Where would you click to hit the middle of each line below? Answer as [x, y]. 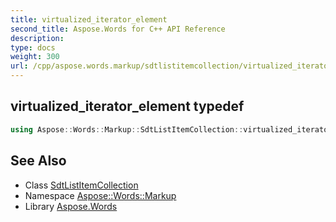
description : [37, 38]
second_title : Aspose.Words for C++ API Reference [118, 29]
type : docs [33, 47]
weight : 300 [35, 57]
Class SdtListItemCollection [81, 185]
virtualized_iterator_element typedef [127, 106]
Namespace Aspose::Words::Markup [100, 195]
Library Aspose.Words [71, 206]
